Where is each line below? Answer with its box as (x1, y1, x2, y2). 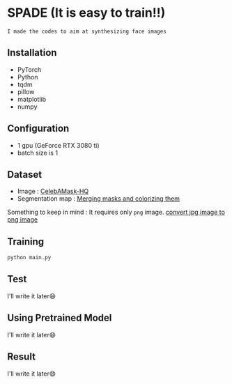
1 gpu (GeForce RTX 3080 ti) (17, 141, 100, 149)
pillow (17, 87, 35, 95)
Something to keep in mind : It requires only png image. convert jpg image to (7, 208, 225, 217)
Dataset (7, 169, 42, 181)
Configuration (7, 123, 70, 135)
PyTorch (17, 65, 42, 74)
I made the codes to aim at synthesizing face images (7, 28, 167, 35)
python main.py (7, 254, 52, 261)
